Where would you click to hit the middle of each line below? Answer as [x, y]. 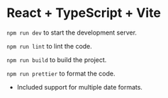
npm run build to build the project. [57, 60]
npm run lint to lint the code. [50, 46]
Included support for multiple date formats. [80, 87]
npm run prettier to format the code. [61, 73]
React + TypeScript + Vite [84, 13]
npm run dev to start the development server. [72, 32]
